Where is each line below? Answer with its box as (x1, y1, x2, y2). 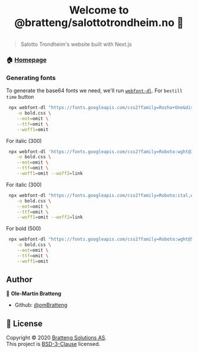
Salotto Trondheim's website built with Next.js (20, 41, 132, 48)
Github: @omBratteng (14, 301, 68, 309)
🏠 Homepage (6, 55, 47, 64)
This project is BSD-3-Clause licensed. (6, 341, 101, 348)
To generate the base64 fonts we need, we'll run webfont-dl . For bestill (6, 87, 183, 94)
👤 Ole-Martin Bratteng (6, 290, 62, 297)
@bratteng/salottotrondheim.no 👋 (14, 16, 184, 29)
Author (6, 275, 32, 285)
